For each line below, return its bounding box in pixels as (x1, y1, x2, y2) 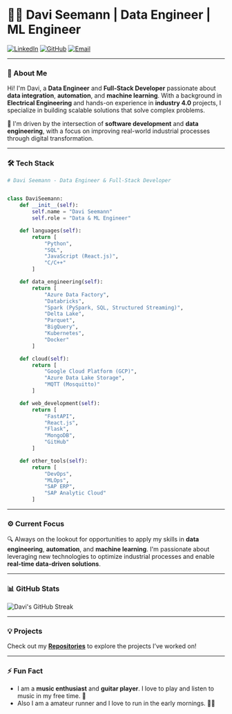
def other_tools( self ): (19, 457, 88, 464)
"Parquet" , (43, 317, 76, 324)
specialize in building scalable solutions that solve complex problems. (7, 106, 205, 114)
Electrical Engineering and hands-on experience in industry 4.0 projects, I (7, 99, 222, 107)
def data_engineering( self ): (19, 278, 104, 285)
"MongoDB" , (43, 432, 76, 439)
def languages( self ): (19, 227, 81, 234)
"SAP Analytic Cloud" (43, 490, 107, 497)
